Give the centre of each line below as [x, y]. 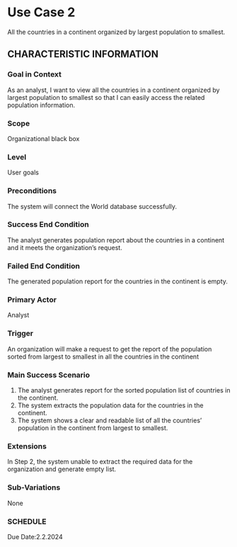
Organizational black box [44, 138]
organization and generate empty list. [62, 469]
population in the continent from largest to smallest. [93, 428]
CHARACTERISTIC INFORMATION [83, 54]
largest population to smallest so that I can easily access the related [106, 97]
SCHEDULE [27, 521]
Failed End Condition [44, 266]
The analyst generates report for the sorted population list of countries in [124, 390]
